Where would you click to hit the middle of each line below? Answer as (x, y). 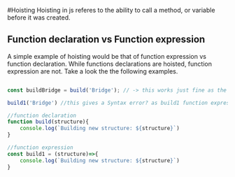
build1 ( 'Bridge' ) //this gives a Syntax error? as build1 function (108, 103)
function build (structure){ (48, 122)
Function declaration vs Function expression (106, 40)
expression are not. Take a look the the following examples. (93, 71)
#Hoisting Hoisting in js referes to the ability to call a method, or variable (111, 10)
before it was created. (39, 17)
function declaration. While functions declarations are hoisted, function (109, 64)
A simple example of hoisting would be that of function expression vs (107, 56)
